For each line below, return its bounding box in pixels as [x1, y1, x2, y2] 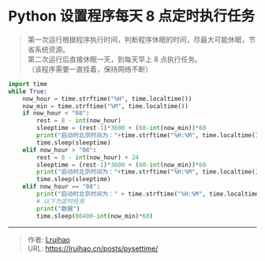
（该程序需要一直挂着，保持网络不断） [27, 64, 152, 73]
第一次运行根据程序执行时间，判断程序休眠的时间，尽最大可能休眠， [27, 35, 249, 44]
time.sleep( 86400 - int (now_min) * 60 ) [36, 212, 154, 220]
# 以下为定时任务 [36, 197, 85, 205]
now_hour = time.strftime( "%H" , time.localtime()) [22, 95, 192, 103]
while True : [8, 88, 47, 95]
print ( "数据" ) [36, 204, 80, 213]
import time [8, 80, 47, 88]
